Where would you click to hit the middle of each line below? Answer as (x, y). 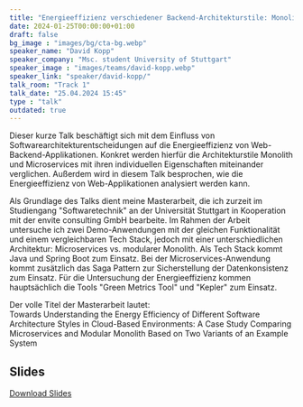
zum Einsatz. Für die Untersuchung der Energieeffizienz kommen (130, 278)
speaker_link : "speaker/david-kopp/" (80, 77)
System (23, 343)
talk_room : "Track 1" (50, 85)
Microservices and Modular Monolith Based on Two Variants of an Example (149, 334)
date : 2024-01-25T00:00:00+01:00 (72, 26)
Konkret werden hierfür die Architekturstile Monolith (197, 155)
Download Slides (41, 393)
